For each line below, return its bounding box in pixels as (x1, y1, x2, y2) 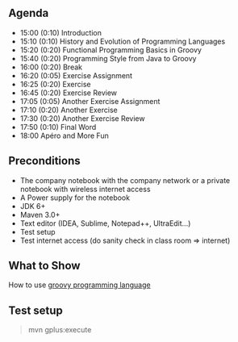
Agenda (8, 6, 49, 20)
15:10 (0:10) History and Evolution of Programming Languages (19, 36, 226, 46)
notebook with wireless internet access (19, 184, 151, 194)
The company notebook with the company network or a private (19, 175, 231, 185)
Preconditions (8, 154, 81, 168)
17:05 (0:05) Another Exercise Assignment (19, 96, 161, 106)
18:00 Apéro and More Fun (19, 131, 109, 140)
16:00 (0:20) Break (19, 62, 83, 72)
